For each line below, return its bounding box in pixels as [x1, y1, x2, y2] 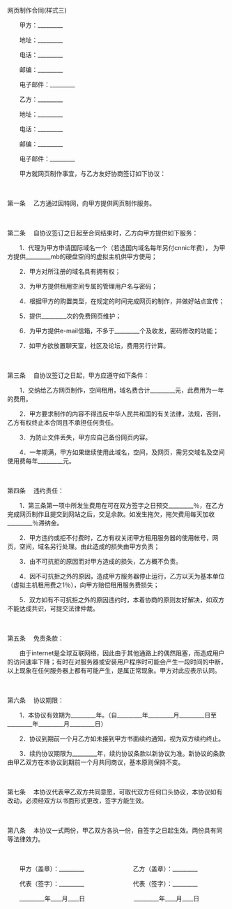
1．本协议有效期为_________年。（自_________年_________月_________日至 [19, 711, 217, 719]
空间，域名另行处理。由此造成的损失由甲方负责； [19, 542, 160, 551]
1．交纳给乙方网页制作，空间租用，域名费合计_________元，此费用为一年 [19, 386, 224, 394]
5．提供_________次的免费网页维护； [19, 312, 122, 320]
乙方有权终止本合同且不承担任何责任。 [7, 419, 117, 426]
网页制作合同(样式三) [7, 6, 68, 14]
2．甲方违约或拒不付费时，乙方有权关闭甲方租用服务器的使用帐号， [19, 534, 212, 541]
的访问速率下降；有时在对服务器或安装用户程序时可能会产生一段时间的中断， [7, 657, 227, 666]
